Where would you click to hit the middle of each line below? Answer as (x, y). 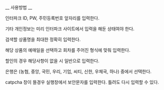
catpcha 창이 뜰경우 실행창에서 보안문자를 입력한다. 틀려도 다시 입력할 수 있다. (82, 82)
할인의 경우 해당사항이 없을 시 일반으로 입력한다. (52, 61)
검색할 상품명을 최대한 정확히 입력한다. (43, 39)
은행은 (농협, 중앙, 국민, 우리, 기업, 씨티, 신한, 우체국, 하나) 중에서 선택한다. (78, 71)
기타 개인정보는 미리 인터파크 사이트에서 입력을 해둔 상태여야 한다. (70, 29)
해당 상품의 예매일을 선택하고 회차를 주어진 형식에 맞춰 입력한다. (68, 50)
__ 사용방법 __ (19, 7)
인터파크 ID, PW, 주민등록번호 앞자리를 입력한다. (52, 18)
